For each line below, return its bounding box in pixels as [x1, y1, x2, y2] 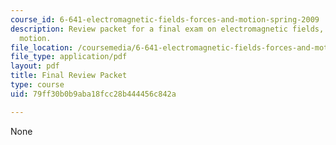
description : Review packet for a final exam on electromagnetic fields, [10, 24, 325, 34]
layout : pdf [10, 61, 60, 71]
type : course [10, 80, 65, 90]
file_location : [10, 42, 74, 53]
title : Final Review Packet [10, 71, 128, 81]
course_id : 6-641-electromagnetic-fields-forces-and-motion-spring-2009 [10, 14, 320, 25]
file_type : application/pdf [10, 52, 128, 62]
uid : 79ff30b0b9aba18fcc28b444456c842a [10, 89, 177, 99]
